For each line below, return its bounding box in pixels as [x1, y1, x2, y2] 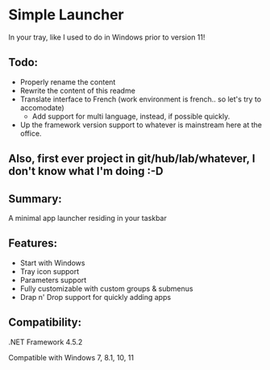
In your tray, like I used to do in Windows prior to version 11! [8, 32, 206, 42]
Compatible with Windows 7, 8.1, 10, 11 [8, 352, 135, 362]
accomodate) [19, 102, 64, 112]
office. [19, 128, 42, 138]
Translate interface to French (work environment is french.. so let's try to [19, 94, 262, 104]
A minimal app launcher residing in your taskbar [8, 213, 167, 222]
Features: [8, 236, 58, 251]
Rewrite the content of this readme [19, 85, 135, 95]
